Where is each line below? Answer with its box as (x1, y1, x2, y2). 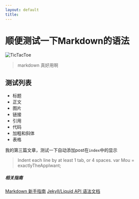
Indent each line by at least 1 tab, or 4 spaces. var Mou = (17, 157, 134, 163)
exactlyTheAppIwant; (17, 162, 61, 168)
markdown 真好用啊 (17, 62, 58, 68)
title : (5, 12, 19, 17)
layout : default (5, 7, 39, 13)
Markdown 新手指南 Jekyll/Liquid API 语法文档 (5, 188, 100, 194)
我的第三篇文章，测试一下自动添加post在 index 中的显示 (5, 147, 117, 153)
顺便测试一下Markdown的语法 (5, 35, 130, 47)
